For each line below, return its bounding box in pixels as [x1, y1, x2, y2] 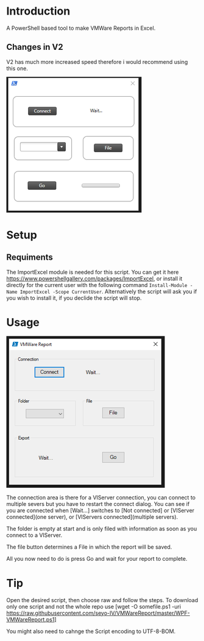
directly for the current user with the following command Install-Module [6, 281, 188, 288]
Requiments [6, 252, 54, 263]
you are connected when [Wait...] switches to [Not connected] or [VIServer [6, 507, 195, 514]
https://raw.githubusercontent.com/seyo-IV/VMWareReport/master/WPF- [6, 609, 190, 617]
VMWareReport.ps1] [6, 615, 57, 623]
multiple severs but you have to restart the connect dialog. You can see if [6, 500, 190, 507]
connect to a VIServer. [6, 531, 63, 539]
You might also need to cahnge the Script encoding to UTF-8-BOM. [6, 628, 176, 635]
